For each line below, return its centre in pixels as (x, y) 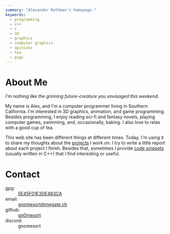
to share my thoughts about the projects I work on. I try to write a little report (85, 143)
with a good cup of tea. (30, 128)
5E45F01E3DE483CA (40, 194)
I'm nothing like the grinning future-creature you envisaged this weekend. (82, 96)
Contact (23, 174)
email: (12, 199)
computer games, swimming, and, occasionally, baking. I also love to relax (83, 122)
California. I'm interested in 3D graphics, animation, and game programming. (85, 112)
